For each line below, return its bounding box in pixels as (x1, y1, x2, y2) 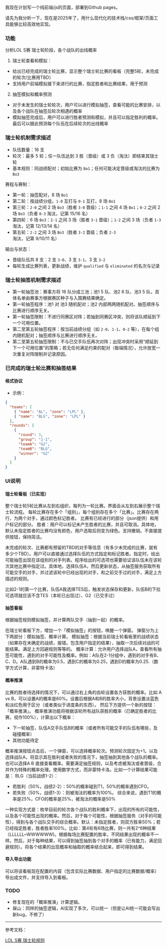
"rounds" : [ (9, 423, 35, 428)
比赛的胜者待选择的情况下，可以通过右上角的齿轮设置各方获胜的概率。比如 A (5, 689, 162, 695)
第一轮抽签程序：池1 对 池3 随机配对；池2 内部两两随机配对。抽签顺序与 (12, 301, 160, 307)
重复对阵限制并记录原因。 (16, 351, 70, 357)
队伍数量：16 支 (12, 147, 45, 153)
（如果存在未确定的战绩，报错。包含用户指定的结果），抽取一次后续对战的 (5, 640, 156, 646)
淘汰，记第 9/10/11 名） (12, 235, 60, 241)
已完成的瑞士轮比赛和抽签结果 (5, 364, 77, 371)
